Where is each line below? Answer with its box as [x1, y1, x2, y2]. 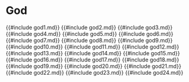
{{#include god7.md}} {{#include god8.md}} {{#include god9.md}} [6, 36, 173, 44]
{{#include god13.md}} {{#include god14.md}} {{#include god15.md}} [6, 49, 180, 56]
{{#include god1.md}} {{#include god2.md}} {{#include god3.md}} [6, 24, 172, 31]
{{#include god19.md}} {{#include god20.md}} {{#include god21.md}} [6, 62, 182, 70]
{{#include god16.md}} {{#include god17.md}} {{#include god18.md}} [6, 56, 180, 63]
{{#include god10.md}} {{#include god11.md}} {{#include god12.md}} [6, 43, 180, 50]
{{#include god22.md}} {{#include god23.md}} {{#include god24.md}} [6, 69, 184, 76]
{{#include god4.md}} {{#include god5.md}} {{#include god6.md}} [6, 30, 174, 37]
